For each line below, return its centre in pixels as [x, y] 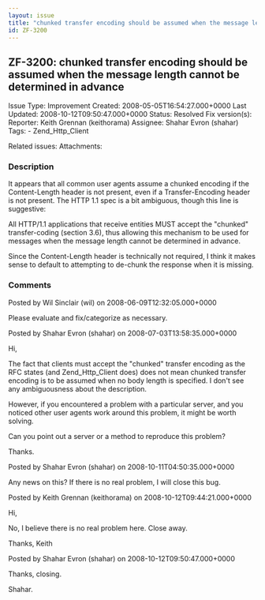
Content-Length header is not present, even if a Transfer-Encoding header [129, 192]
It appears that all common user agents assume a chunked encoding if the [129, 184]
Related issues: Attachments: [55, 146]
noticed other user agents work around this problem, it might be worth [122, 412]
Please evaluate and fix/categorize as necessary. [88, 317]
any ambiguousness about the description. [78, 388]
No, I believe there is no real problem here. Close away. [98, 528]
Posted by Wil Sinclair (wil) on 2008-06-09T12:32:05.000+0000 [112, 302]
